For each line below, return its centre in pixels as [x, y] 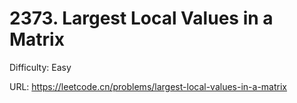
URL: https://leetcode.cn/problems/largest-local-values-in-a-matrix [148, 86]
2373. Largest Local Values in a [141, 18]
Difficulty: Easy [40, 67]
